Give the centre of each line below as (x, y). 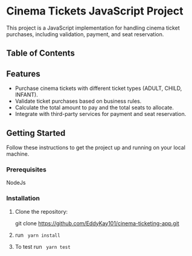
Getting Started (36, 133)
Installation (23, 199)
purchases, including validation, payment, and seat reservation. (85, 34)
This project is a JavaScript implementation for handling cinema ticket (93, 28)
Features (23, 74)
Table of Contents (41, 53)
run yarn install (37, 235)
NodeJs (16, 183)
